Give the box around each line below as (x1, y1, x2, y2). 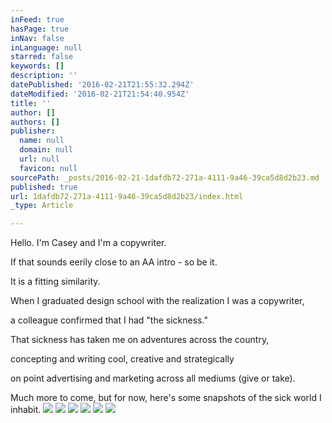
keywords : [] (10, 61, 65, 71)
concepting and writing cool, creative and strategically (10, 353, 235, 365)
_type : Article (10, 201, 74, 211)
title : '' (10, 98, 52, 108)
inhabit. (10, 404, 42, 416)
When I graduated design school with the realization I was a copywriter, (10, 295, 305, 307)
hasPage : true (10, 24, 70, 34)
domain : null (19, 145, 74, 155)
